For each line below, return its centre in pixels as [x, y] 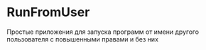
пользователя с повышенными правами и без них [83, 39]
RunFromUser [48, 12]
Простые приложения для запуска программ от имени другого [103, 32]
